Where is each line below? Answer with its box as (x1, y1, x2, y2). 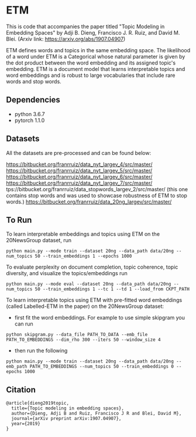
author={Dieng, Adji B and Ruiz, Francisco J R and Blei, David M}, (11, 411, 182, 416)
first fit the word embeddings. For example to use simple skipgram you (14, 314, 185, 321)
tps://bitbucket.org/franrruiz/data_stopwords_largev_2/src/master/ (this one (6, 185, 188, 192)
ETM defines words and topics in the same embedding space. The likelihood (6, 46, 191, 53)
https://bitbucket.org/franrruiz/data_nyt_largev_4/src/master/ (6, 161, 153, 168)
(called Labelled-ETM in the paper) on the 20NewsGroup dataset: (6, 303, 164, 310)
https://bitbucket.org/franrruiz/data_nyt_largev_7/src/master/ (6, 179, 153, 187)
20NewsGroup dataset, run (6, 237, 72, 244)
